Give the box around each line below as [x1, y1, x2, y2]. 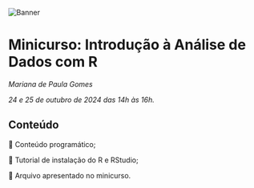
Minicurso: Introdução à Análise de [8, 36, 247, 54]
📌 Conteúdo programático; [8, 139, 96, 149]
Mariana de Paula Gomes [8, 79, 94, 88]
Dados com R [8, 53, 98, 72]
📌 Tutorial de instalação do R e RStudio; [8, 155, 139, 165]
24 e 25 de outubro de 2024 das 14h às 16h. [8, 95, 155, 104]
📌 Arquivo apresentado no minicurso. [8, 170, 131, 180]
